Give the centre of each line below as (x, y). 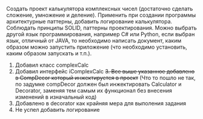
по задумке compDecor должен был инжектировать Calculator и (98, 84)
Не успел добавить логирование (57, 110)
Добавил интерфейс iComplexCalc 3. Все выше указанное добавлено (105, 71)
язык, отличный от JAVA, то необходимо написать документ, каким (94, 41)
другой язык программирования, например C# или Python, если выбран (101, 34)
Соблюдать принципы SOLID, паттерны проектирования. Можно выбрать (101, 28)
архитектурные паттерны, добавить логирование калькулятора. (89, 21)
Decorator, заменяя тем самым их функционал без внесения (94, 90)
